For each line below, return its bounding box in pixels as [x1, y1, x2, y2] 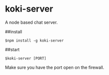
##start [5, 46, 20, 52]
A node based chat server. [5, 19, 58, 25]
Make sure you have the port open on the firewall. [5, 64, 105, 70]
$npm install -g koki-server [5, 38, 64, 43]
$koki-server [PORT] [5, 56, 47, 61]
